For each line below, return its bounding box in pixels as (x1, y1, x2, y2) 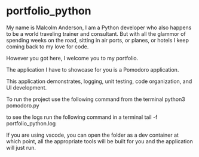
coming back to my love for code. (6, 43, 89, 50)
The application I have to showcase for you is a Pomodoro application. (6, 66, 179, 73)
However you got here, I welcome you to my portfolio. (6, 54, 139, 61)
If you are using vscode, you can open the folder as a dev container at (6, 131, 179, 138)
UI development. (6, 84, 47, 91)
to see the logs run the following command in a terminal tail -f (6, 113, 158, 121)
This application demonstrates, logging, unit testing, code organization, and (6, 78, 192, 85)
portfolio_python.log (6, 119, 56, 127)
